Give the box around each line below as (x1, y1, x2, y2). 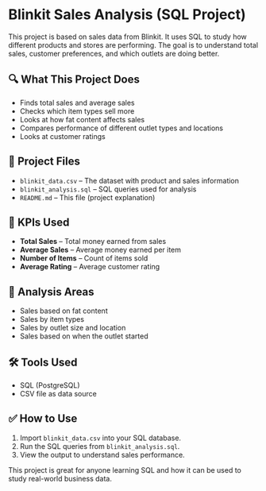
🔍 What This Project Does (8, 73, 141, 87)
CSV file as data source (19, 389, 97, 398)
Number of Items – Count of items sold (19, 253, 148, 263)
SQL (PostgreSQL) (19, 381, 81, 390)
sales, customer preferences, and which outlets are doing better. (8, 48, 220, 58)
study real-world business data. (8, 474, 113, 483)
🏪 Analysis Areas (8, 284, 94, 299)
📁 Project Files (8, 155, 81, 168)
